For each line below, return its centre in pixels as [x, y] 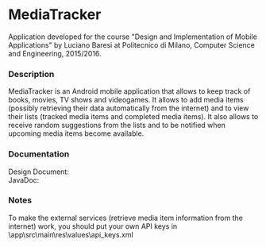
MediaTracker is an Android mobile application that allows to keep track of [129, 91]
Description [31, 74]
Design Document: [39, 172]
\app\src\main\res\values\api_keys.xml [71, 234]
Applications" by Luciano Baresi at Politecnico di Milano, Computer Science [132, 44]
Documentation [39, 154]
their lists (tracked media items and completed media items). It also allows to [133, 117]
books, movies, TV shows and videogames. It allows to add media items [126, 100]
